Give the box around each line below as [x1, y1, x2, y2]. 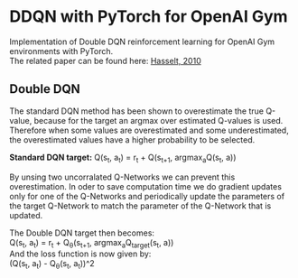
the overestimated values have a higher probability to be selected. [9, 134, 256, 145]
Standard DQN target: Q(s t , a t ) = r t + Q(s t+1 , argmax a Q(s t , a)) [9, 152, 237, 164]
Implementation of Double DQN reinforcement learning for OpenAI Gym [9, 36, 275, 47]
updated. [9, 209, 43, 220]
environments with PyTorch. [9, 45, 114, 56]
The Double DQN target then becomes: [9, 227, 155, 238]
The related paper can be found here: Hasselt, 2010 [9, 55, 201, 66]
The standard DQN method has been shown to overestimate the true [9, 106, 265, 116]
